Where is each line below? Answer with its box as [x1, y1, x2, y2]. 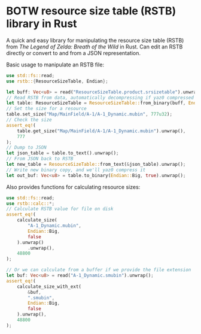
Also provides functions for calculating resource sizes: [6, 183, 141, 190]
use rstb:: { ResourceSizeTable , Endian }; [6, 78, 109, 84]
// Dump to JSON [6, 145, 47, 151]
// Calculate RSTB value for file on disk [6, 206, 114, 212]
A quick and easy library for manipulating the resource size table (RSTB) [6, 37, 184, 44]
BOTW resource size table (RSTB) [6, 4, 176, 18]
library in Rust [6, 17, 77, 31]
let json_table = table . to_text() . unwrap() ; [6, 150, 119, 156]
